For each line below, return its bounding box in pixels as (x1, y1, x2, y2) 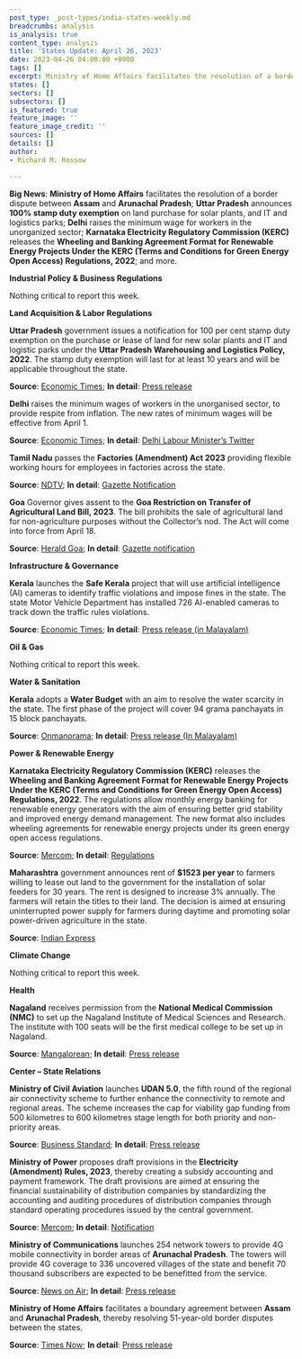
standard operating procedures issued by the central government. (9, 1204, 253, 1215)
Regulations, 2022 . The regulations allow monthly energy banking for (9, 793, 268, 804)
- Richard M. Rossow (9, 155, 87, 165)
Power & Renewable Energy (9, 747, 114, 758)
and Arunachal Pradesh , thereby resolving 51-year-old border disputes (9, 1312, 274, 1323)
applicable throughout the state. (9, 363, 128, 374)
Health (9, 984, 35, 995)
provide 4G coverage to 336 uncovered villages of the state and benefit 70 (9, 1258, 286, 1269)
